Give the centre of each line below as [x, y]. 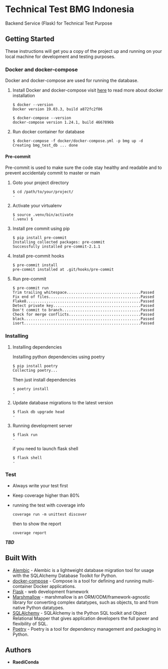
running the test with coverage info [49, 505]
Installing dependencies [37, 347]
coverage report [29, 533]
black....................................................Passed [83, 319]
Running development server [42, 426]
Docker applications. [55, 586]
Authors [18, 650]
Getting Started [30, 39]
